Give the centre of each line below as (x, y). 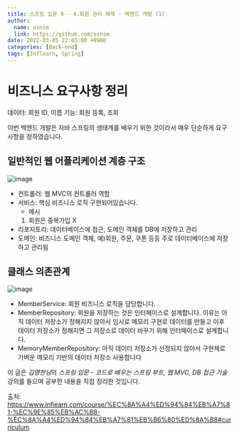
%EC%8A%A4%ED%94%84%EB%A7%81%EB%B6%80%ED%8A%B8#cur (119, 420)
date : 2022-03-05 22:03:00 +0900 (57, 41)
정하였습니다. (44, 136)
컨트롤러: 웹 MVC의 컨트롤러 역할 (64, 193)
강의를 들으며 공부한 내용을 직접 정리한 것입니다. (74, 382)
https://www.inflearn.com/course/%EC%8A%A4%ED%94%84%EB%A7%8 (119, 404)
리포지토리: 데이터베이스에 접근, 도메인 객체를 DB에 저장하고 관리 (107, 229)
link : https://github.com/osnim (62, 34)
